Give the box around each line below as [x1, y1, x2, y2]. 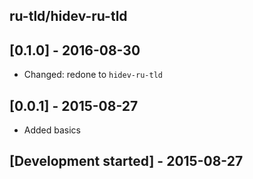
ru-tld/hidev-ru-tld [9, 8, 128, 25]
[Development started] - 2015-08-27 [9, 153, 244, 170]
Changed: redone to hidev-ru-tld [23, 69, 163, 81]
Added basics [23, 124, 82, 136]
